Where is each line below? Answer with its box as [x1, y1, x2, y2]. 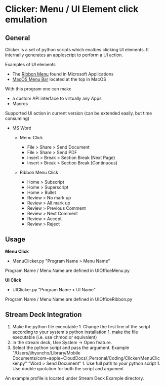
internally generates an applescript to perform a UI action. [5, 52, 123, 58]
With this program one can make [5, 86, 72, 92]
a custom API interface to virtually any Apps [12, 95, 102, 101]
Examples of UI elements [5, 62, 56, 67]
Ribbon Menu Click [19, 169, 58, 175]
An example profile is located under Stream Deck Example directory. [5, 375, 144, 381]
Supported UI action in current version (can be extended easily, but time [5, 110, 152, 116]
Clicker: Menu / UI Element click [5, 3, 138, 15]
